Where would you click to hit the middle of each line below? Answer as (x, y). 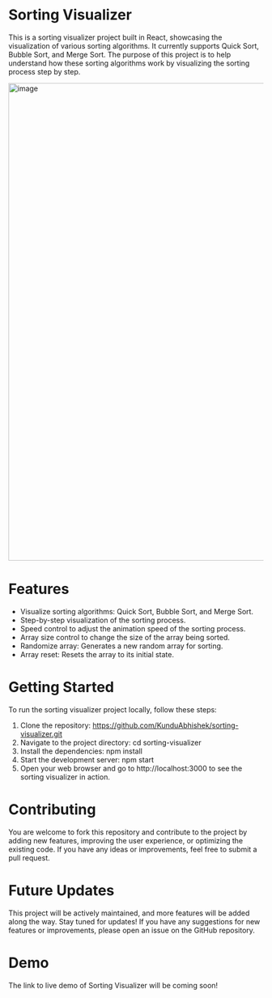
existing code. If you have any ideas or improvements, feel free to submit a (133, 849)
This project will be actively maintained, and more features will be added (129, 913)
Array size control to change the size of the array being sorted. (125, 637)
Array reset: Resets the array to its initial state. (97, 654)
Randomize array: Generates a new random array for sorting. (121, 646)
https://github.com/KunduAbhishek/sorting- (166, 725)
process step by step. (45, 71)
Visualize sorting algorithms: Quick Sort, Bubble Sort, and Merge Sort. (136, 611)
